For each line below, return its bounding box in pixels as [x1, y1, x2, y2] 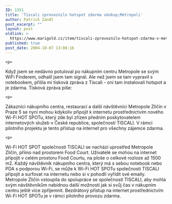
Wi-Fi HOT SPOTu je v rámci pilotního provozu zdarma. [5, 192, 121, 199]
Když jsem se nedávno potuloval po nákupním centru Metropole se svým [5, 68, 159, 74]
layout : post [5, 27, 33, 32]
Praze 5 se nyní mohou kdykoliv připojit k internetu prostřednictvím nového [5, 109, 164, 115]
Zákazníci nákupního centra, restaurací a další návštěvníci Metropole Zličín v [5, 103, 166, 110]
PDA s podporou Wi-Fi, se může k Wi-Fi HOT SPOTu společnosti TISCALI [5, 165, 160, 171]
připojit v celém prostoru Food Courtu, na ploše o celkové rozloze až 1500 [5, 155, 161, 161]
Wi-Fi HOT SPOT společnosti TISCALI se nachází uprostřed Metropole [5, 144, 154, 150]
